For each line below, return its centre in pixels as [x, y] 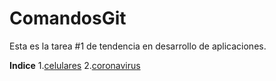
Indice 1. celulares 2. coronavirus [75, 65]
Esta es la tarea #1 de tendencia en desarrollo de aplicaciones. [138, 46]
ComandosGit [68, 18]
